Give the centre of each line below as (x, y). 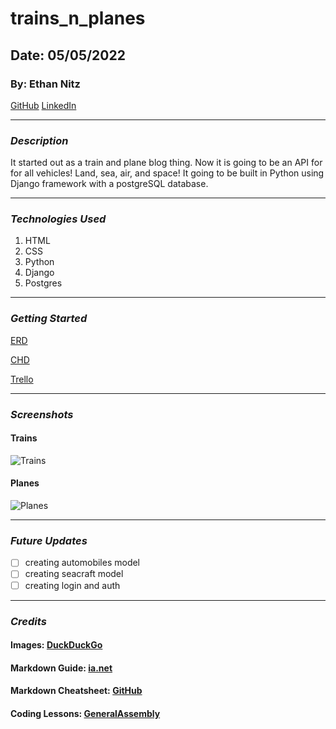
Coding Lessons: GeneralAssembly (85, 713)
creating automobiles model (82, 563)
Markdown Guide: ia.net (61, 668)
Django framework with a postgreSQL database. (109, 184)
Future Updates (49, 541)
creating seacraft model (74, 574)
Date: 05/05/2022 (68, 55)
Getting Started (49, 319)
